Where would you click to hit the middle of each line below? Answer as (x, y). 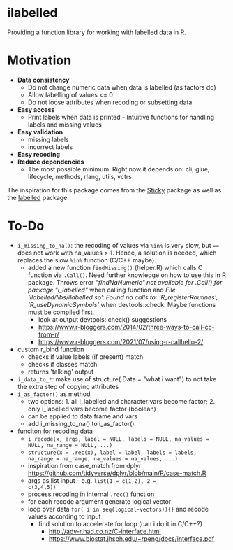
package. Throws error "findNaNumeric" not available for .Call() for (125, 282)
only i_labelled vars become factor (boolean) (92, 409)
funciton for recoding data (55, 431)
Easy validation (40, 132)
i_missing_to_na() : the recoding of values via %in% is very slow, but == (118, 245)
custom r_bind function (51, 349)
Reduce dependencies (51, 162)
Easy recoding (39, 154)
